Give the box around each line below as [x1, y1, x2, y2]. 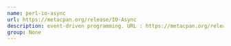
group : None [7, 28, 41, 36]
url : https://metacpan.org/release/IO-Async [7, 16, 137, 23]
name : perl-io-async [7, 9, 67, 17]
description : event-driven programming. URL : [7, 22, 143, 29]
